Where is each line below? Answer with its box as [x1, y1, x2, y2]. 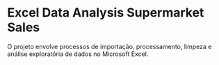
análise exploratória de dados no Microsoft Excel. [7, 50, 149, 58]
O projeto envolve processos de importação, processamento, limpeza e [7, 42, 212, 50]
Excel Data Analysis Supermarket [7, 5, 204, 21]
